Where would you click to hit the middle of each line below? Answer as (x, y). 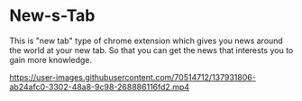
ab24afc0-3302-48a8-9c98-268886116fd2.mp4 (100, 87)
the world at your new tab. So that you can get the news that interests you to (151, 50)
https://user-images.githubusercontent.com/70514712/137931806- (133, 77)
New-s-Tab (52, 16)
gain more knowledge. (51, 60)
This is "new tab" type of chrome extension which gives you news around (146, 41)
